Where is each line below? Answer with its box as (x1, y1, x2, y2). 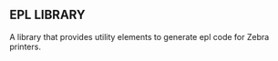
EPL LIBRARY (9, 7, 86, 23)
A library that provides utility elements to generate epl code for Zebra (9, 31, 270, 42)
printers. (9, 41, 41, 52)
